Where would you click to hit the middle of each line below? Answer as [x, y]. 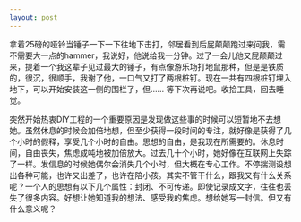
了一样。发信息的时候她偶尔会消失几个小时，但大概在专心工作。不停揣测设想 [150, 164]
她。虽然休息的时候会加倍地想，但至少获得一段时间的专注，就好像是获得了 [146, 130]
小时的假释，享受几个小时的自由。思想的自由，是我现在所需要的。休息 [146, 141]
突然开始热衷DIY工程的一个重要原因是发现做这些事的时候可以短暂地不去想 [146, 119]
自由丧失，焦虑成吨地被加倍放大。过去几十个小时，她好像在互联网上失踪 [158, 152]
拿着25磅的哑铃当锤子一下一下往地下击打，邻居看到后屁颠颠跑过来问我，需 [147, 44]
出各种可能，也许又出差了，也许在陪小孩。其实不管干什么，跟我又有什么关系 [150, 175]
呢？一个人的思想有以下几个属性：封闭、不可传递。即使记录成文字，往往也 [146, 186]
